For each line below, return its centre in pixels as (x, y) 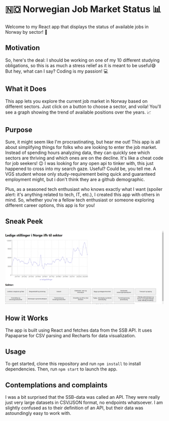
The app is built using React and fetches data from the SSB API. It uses (79, 330)
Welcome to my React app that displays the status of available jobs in (77, 27)
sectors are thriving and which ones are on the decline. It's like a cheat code (84, 158)
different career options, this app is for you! (50, 205)
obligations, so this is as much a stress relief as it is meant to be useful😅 (80, 65)
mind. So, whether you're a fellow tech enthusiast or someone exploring (80, 200)
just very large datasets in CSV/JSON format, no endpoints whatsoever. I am (84, 402)
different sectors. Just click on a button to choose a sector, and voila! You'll (83, 107)
